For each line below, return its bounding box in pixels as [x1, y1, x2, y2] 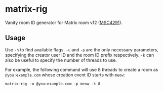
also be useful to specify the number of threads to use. [5, 57, 117, 63]
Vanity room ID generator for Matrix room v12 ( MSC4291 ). [5, 20, 122, 25]
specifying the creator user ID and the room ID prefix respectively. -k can [5, 52, 154, 58]
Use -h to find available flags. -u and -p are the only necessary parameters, [5, 46, 159, 52]
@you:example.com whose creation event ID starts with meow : [5, 72, 125, 78]
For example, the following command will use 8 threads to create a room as [5, 67, 158, 72]
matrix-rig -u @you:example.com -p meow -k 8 [5, 81, 100, 86]
